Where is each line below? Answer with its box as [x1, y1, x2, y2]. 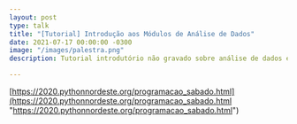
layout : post [9, 12, 57, 22]
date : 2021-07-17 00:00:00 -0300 [9, 37, 133, 47]
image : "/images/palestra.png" [9, 46, 125, 55]
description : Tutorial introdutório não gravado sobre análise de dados [9, 54, 283, 63]
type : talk [9, 21, 49, 30]
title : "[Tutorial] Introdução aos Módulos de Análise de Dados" [9, 29, 255, 38]
